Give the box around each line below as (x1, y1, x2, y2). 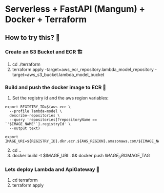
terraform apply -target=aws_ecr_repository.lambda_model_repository (12, 66, 154, 72)
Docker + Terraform (5, 14, 87, 25)
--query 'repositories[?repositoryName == (9, 118, 97, 122)
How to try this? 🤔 (5, 33, 60, 42)
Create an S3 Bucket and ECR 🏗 (5, 48, 83, 55)
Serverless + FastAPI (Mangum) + (5, 3, 145, 15)
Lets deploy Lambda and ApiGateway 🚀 (5, 166, 100, 172)
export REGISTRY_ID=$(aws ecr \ (5, 104, 71, 110)
